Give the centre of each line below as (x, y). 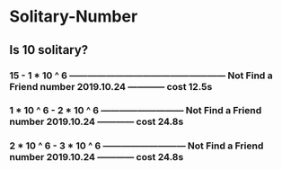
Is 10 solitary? (49, 50)
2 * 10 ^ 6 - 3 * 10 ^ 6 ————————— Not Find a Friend (137, 146)
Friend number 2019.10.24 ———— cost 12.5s (111, 86)
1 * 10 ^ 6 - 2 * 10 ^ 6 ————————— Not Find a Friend (136, 111)
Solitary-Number (74, 17)
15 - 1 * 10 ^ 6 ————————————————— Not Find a (141, 76)
